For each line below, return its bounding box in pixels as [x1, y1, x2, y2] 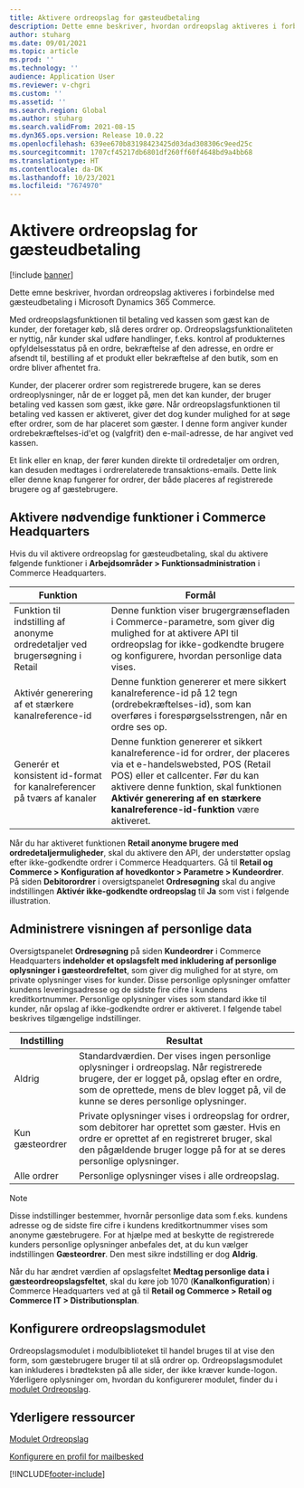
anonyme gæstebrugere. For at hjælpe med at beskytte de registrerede [9, 1229, 274, 1240]
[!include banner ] [9, 270, 74, 280]
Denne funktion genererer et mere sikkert [110, 675, 287, 687]
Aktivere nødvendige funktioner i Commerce [9, 510, 267, 526]
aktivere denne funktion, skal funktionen [110, 780, 282, 792]
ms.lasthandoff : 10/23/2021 [9, 173, 116, 182]
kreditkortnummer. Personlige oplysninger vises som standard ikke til [9, 993, 267, 1004]
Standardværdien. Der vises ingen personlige [78, 1049, 271, 1062]
